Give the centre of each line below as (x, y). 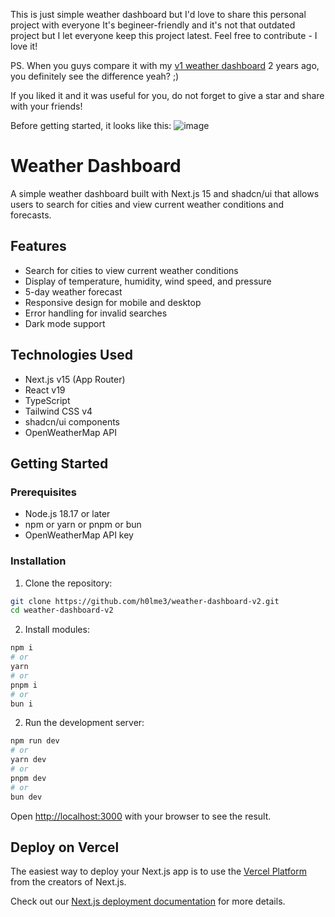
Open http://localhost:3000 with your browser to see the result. (141, 816)
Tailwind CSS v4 (58, 411)
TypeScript (47, 400)
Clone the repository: (68, 583)
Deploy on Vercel (65, 847)
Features (38, 246)
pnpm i (24, 685)
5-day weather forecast (73, 291)
